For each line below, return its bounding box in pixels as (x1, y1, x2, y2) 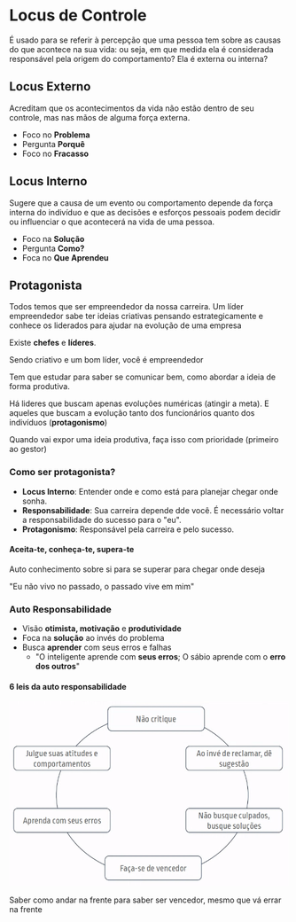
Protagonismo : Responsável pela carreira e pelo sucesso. (21, 524, 235, 535)
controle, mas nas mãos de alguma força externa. (9, 112, 191, 122)
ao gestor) (9, 444, 47, 455)
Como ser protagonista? (9, 466, 116, 479)
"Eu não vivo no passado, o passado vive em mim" (9, 581, 195, 591)
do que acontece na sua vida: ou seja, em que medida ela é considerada (9, 43, 274, 54)
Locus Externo (9, 79, 91, 94)
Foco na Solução (21, 233, 85, 244)
